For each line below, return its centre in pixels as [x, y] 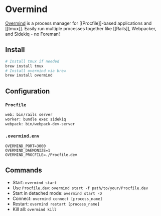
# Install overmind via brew [36, 71]
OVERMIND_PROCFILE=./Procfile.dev [41, 155]
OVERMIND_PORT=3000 [26, 146]
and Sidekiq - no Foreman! [33, 34]
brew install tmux [24, 66]
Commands [24, 170]
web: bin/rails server [29, 114]
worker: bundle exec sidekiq [36, 119]
